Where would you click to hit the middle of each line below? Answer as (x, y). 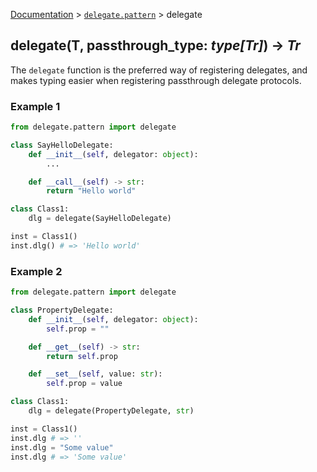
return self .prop (82, 356)
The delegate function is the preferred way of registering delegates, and (159, 70)
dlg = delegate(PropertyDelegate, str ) (111, 411)
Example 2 (36, 271)
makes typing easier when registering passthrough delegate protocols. (156, 80)
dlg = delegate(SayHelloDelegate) (100, 219)
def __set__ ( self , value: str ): (95, 374)
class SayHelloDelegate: (62, 145)
